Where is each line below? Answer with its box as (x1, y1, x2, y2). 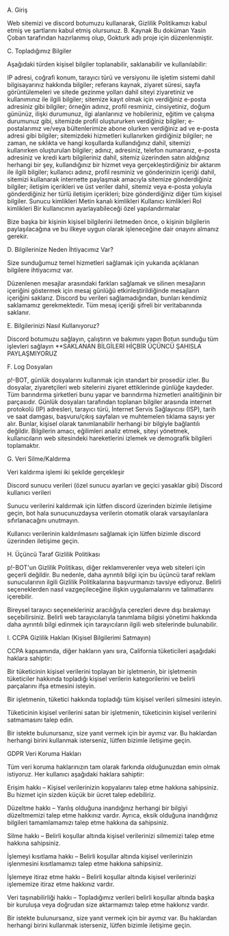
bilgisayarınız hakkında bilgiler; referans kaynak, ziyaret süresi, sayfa (7, 81, 200, 88)
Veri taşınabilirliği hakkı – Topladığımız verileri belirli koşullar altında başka (7, 894, 215, 901)
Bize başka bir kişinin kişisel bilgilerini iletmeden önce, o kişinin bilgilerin (7, 218, 211, 225)
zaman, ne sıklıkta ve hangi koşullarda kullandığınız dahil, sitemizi (7, 139, 191, 147)
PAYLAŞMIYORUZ (7, 349, 57, 357)
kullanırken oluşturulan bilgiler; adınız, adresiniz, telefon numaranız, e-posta (7, 147, 221, 154)
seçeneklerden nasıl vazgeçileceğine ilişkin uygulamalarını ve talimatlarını (7, 585, 214, 593)
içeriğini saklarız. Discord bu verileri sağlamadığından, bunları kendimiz (7, 294, 207, 302)
